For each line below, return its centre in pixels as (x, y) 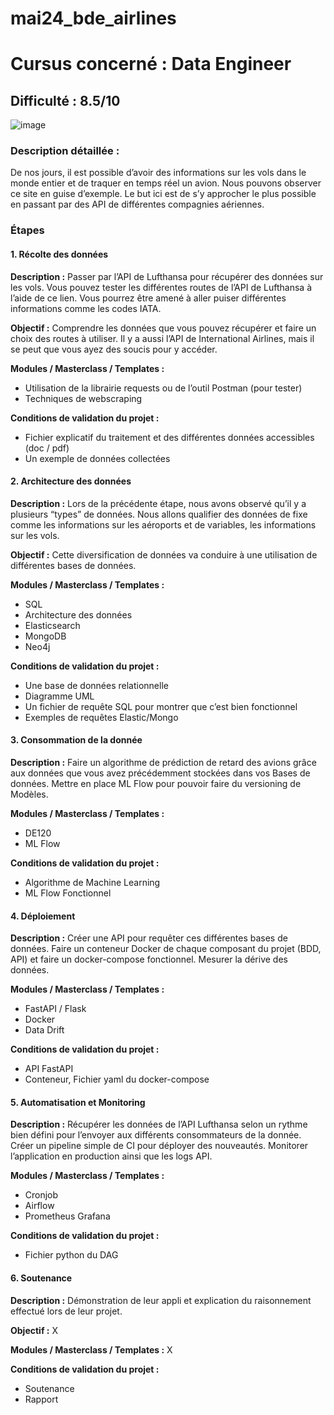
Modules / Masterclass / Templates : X (91, 1349)
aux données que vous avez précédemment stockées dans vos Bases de (160, 773)
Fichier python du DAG (71, 1255)
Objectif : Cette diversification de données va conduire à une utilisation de (164, 554)
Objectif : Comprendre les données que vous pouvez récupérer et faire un (163, 328)
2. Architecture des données (71, 481)
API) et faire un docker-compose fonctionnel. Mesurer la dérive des (149, 959)
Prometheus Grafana (67, 1216)
